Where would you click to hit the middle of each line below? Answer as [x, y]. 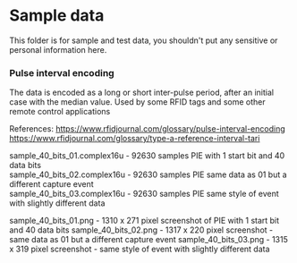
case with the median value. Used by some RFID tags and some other [137, 102]
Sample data [57, 16]
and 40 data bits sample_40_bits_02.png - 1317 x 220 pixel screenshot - [141, 230]
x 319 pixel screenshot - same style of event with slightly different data [140, 249]
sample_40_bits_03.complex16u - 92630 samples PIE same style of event [144, 194]
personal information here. [58, 49]
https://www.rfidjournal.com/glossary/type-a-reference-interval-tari [135, 139]
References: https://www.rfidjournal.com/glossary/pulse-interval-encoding [147, 129]
